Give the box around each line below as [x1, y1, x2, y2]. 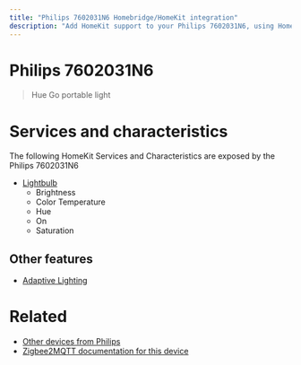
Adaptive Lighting [21, 275, 88, 286]
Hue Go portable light [30, 90, 111, 100]
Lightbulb [21, 178, 58, 188]
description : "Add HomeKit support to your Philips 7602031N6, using [9, 22, 275, 30]
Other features [9, 251, 93, 266]
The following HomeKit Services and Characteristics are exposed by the [9, 151, 276, 161]
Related [9, 307, 67, 327]
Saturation [35, 225, 74, 236]
